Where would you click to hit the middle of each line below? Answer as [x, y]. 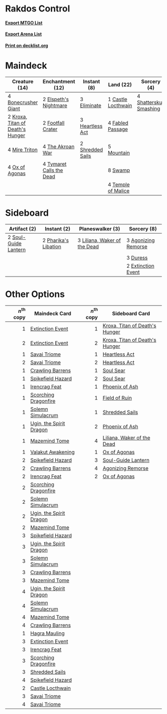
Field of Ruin [117, 398]
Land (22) [120, 84]
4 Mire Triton [23, 149]
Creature [23, 81]
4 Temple [119, 184]
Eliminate [90, 105]
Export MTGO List [24, 22]
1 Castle [118, 99]
